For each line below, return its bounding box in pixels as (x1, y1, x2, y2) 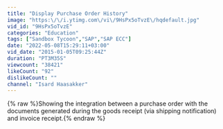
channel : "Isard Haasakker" (7, 81, 89, 88)
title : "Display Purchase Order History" (7, 10, 129, 17)
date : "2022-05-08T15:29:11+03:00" (7, 42, 110, 49)
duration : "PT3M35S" (7, 55, 67, 62)
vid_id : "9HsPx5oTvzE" (7, 23, 73, 30)
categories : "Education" (7, 29, 79, 37)
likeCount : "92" (7, 68, 54, 75)
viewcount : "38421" (7, 61, 64, 68)
